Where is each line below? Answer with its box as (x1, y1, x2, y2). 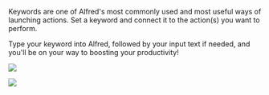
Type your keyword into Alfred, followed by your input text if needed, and (8, 39, 251, 49)
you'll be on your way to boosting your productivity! (8, 48, 179, 57)
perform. (8, 24, 38, 33)
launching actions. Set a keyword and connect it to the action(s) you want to (8, 15, 260, 25)
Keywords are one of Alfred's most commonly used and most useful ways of (8, 7, 262, 16)
